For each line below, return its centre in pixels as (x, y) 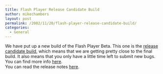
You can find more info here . (34, 62)
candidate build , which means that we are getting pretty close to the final (79, 51)
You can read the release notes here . (42, 67)
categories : (17, 28)
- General (19, 32)
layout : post (18, 18)
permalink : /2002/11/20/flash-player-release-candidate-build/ (71, 23)
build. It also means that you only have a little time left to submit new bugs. (80, 56)
